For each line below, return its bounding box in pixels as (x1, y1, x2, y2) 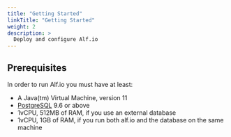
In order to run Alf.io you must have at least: (7, 80, 133, 88)
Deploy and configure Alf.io (13, 36, 98, 43)
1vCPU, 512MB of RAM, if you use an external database (17, 108, 177, 117)
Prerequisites (7, 62, 67, 74)
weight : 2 (7, 23, 36, 30)
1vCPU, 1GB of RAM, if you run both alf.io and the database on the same (17, 115, 225, 124)
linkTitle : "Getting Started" (7, 17, 96, 24)
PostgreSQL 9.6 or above (17, 101, 90, 109)
